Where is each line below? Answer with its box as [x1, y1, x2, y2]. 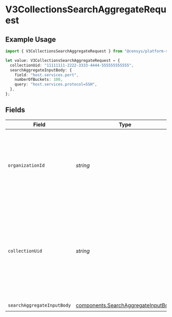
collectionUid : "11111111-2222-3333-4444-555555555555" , [10, 63, 134, 68]
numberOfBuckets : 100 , [14, 77, 63, 82]
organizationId [8, 162, 45, 168]
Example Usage [5, 35, 56, 44]
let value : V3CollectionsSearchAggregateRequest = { [5, 58, 120, 63]
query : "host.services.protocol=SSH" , [14, 82, 97, 87]
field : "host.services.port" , [14, 72, 79, 78]
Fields [5, 105, 26, 114]
